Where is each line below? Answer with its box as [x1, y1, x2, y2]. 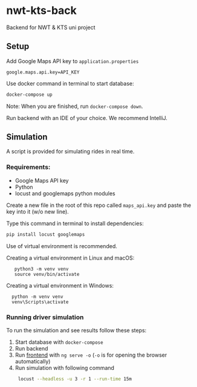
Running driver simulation [6, 313, 84, 321]
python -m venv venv [11, 294, 63, 300]
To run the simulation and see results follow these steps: [6, 326, 147, 334]
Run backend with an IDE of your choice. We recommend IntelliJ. [6, 114, 168, 121]
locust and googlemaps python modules [15, 189, 116, 197]
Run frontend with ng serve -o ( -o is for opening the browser [15, 351, 167, 358]
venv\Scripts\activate [11, 298, 69, 305]
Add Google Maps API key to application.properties [6, 57, 139, 64]
